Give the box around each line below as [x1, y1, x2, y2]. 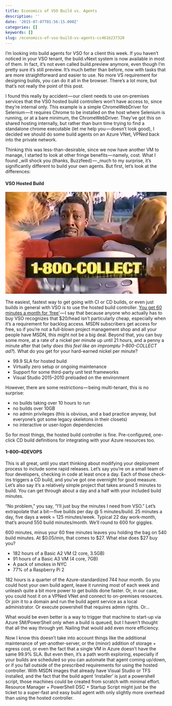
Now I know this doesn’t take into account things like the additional [5, 635, 146, 641]
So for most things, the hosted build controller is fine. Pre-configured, [5, 431, 153, 438]
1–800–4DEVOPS [5, 449, 42, 455]
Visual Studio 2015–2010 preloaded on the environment [12, 374, 130, 381]
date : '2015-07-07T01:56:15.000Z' [5, 19, 79, 24]
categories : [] [5, 25, 38, 30]
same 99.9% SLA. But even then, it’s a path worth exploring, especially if [5, 651, 159, 657]
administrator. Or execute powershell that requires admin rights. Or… [5, 604, 150, 610]
